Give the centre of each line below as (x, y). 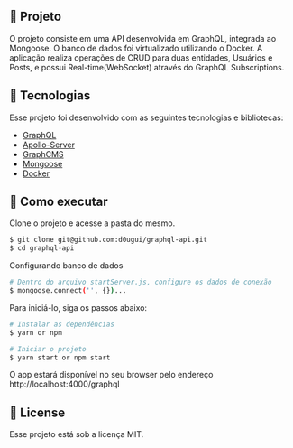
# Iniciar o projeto (48, 349)
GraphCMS (43, 154)
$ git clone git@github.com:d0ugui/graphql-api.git (108, 240)
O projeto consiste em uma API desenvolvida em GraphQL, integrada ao (143, 38)
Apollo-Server (48, 145)
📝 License (37, 412)
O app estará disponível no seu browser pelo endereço (111, 375)
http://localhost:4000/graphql (64, 384)
